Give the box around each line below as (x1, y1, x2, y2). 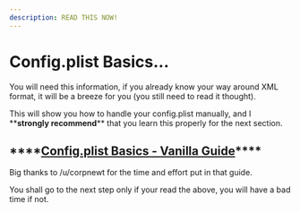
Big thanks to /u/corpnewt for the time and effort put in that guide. (9, 167, 253, 178)
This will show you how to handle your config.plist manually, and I (9, 108, 252, 119)
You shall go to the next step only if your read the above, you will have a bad (9, 184, 291, 195)
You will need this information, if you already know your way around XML (9, 81, 279, 92)
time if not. (9, 194, 49, 205)
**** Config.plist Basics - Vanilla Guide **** (9, 143, 262, 158)
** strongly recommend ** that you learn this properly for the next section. (9, 117, 283, 128)
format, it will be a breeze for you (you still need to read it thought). (9, 90, 257, 101)
